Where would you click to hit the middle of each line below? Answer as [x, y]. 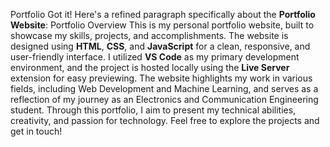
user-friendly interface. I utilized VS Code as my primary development [155, 57]
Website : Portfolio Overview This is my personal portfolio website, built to [162, 25]
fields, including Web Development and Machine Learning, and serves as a [164, 88]
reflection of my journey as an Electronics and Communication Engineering [164, 99]
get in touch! [36, 131]
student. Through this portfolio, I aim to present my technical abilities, [153, 110]
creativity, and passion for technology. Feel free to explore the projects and [165, 120]
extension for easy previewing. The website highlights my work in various [161, 78]
